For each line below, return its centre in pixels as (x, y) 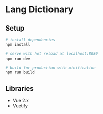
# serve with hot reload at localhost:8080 (52, 54)
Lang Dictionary (39, 9)
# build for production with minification (50, 68)
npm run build (20, 72)
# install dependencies (30, 40)
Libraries (19, 88)
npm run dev (18, 59)
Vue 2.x (21, 101)
